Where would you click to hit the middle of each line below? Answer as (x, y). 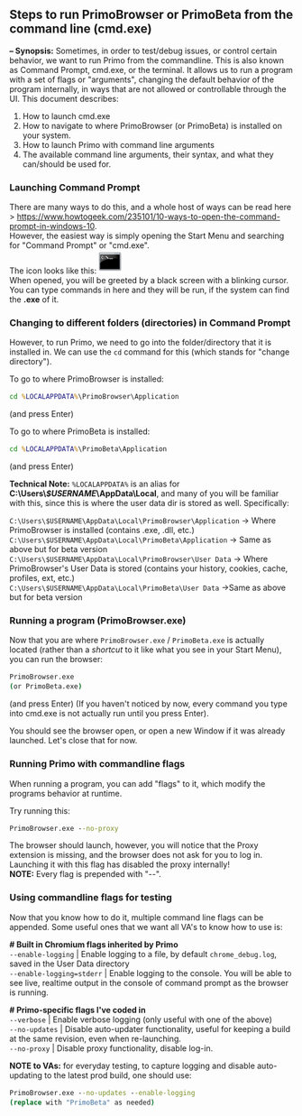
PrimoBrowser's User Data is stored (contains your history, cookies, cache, (149, 568)
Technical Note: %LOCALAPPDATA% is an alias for (95, 484)
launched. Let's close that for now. (73, 741)
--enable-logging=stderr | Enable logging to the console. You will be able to (151, 973)
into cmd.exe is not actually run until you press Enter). (109, 714)
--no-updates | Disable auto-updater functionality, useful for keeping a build (150, 1028)
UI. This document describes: (64, 98)
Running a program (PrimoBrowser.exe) (98, 621)
